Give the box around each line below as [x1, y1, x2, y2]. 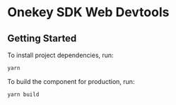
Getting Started [7, 32, 77, 44]
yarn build [7, 91, 40, 98]
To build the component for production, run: [7, 77, 135, 85]
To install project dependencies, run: [7, 51, 115, 59]
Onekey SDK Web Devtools [7, 4, 170, 20]
